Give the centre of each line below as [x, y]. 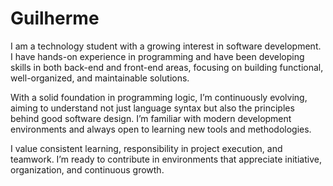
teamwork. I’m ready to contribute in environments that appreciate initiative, [166, 159]
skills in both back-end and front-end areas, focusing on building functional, [167, 67]
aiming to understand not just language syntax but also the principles [152, 108]
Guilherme [55, 18]
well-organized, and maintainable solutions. [100, 78]
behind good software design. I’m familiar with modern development [151, 118]
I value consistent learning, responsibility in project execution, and [146, 148]
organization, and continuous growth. [87, 169]
